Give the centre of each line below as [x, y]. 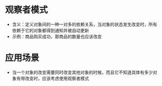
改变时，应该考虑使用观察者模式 [57, 78]
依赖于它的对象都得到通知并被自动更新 [50, 30]
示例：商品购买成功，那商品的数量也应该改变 [57, 36]
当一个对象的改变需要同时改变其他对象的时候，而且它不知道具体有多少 [82, 72]
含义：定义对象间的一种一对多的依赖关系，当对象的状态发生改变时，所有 [84, 24]
